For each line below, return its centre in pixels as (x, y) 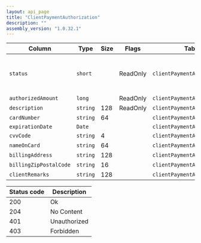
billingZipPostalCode (40, 165)
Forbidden (65, 231)
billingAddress (31, 155)
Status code (27, 192)
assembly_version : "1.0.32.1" (44, 28)
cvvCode (20, 136)
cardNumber (25, 118)
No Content (66, 212)
